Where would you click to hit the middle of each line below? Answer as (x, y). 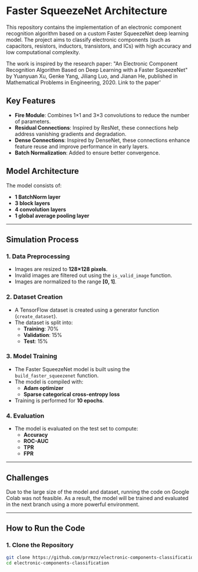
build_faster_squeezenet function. (57, 375)
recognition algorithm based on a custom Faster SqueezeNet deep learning (98, 33)
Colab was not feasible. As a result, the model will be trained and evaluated (97, 498)
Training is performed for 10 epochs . (59, 400)
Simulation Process (42, 239)
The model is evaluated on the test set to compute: (76, 429)
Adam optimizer (43, 388)
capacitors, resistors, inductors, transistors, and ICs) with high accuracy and (99, 46)
